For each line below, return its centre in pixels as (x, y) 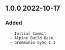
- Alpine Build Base (31, 38)
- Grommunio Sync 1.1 (33, 42)
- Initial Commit (28, 33)
